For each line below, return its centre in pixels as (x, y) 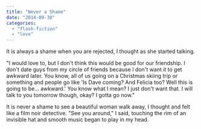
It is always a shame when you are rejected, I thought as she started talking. (101, 51)
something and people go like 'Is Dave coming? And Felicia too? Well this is (100, 83)
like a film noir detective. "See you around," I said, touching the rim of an (96, 113)
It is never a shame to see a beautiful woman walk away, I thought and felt (98, 107)
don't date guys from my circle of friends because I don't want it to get (94, 69)
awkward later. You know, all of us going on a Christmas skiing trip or (92, 76)
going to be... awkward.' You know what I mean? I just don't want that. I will (100, 89)
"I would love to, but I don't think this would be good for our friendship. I (96, 63)
